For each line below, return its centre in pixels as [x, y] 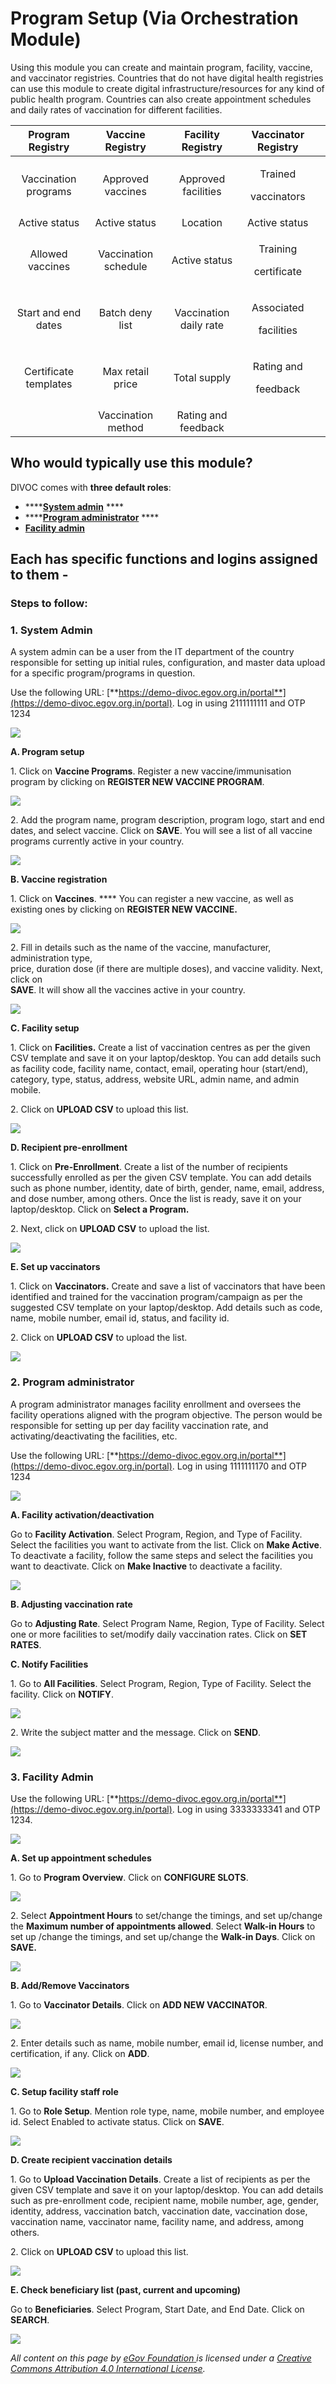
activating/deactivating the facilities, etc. [94, 1436]
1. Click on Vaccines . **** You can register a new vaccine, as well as [152, 899]
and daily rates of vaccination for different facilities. [116, 109]
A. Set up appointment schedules [81, 1858]
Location [202, 222]
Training [278, 249]
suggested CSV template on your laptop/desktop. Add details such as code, [166, 1308]
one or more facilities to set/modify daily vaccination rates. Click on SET [159, 1634]
